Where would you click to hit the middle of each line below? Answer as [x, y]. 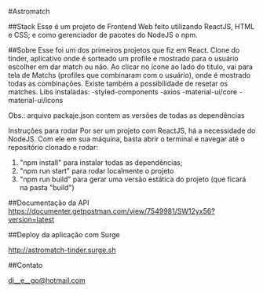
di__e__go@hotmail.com [47, 280]
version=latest [31, 220]
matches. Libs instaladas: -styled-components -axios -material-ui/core [123, 92]
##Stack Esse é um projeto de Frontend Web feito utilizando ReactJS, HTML [131, 26]
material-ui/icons [36, 100]
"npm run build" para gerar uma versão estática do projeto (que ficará [133, 179]
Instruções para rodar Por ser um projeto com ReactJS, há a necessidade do [132, 130]
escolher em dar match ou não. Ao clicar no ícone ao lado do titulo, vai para [131, 67]
